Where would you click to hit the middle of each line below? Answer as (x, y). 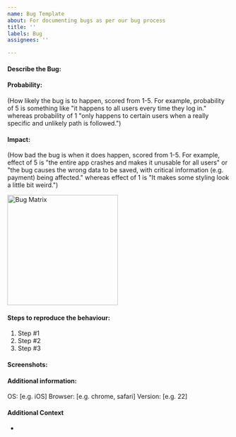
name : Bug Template (36, 14)
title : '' (22, 27)
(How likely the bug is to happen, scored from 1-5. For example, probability (116, 100)
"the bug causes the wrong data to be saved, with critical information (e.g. (116, 170)
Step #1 (29, 333)
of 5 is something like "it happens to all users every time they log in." (107, 108)
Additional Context (36, 412)
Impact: (19, 139)
